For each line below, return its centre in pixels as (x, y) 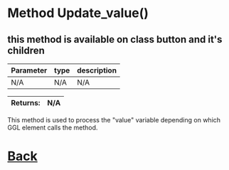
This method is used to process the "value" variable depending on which (114, 120)
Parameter (29, 70)
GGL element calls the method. (53, 127)
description (97, 70)
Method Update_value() (78, 13)
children (26, 50)
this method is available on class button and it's (115, 39)
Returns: (26, 103)
